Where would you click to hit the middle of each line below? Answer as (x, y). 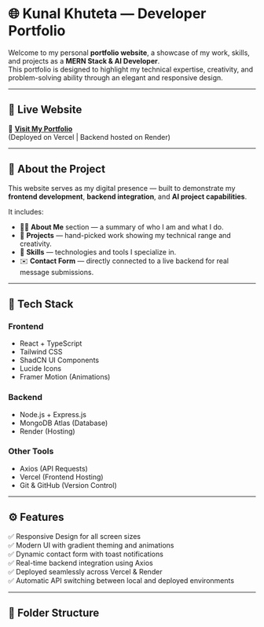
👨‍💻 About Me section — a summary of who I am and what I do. (121, 227)
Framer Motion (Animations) (65, 377)
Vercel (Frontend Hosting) (61, 477)
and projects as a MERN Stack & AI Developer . (84, 60)
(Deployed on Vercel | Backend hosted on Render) (90, 137)
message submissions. (57, 272)
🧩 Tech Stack (41, 304)
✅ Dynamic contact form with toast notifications (86, 554)
